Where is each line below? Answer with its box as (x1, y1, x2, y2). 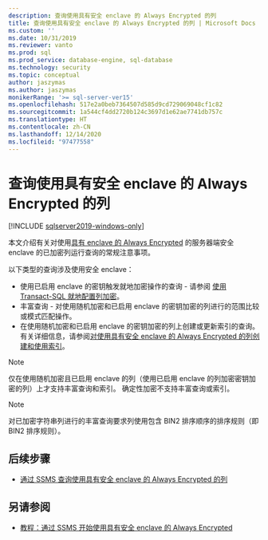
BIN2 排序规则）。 (8, 426, 65, 436)
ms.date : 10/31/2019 (8, 34, 77, 42)
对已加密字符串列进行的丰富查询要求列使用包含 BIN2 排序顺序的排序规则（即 (8, 416, 259, 426)
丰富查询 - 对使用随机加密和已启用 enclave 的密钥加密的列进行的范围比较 (19, 302, 260, 311)
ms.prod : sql (8, 49, 52, 57)
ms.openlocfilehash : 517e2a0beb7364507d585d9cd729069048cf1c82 (8, 101, 223, 108)
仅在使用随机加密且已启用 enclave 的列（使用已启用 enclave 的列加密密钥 (8, 374, 250, 384)
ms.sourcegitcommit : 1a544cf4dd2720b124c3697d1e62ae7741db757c (8, 108, 223, 116)
